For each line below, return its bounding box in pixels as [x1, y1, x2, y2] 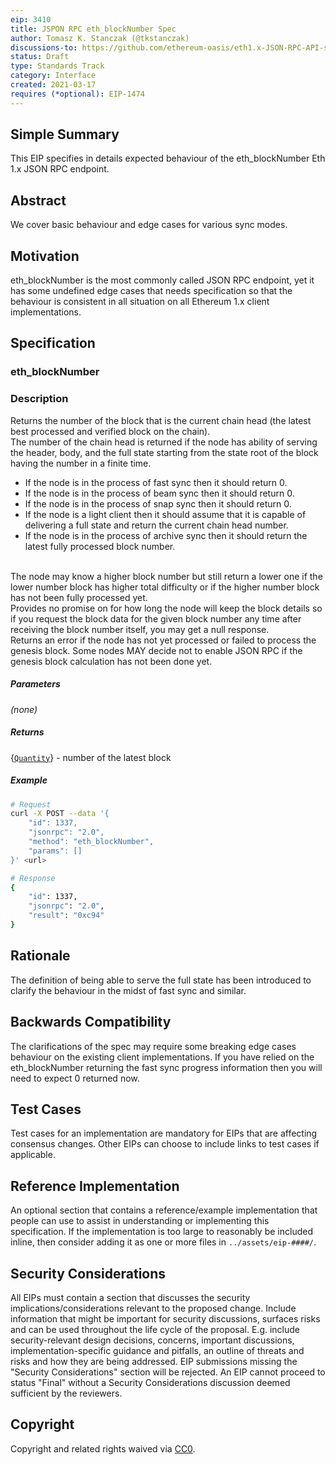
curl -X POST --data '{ [10, 809, 110, 819]
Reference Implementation [10, 1177, 180, 1195]
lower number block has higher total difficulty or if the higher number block [10, 581, 320, 593]
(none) [10, 703, 38, 715]
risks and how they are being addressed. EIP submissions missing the [10, 1356, 298, 1368]
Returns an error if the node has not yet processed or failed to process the [10, 634, 317, 646]
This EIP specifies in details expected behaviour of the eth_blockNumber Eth [10, 152, 326, 165]
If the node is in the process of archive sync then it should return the [24, 529, 308, 541]
